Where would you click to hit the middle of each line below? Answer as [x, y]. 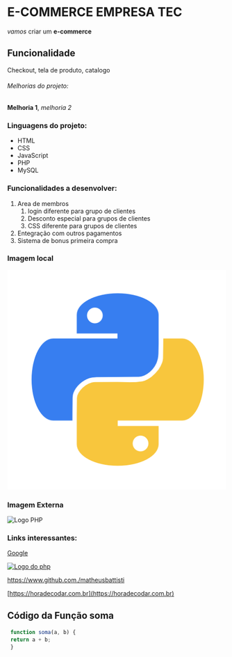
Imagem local [31, 258]
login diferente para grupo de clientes [82, 211]
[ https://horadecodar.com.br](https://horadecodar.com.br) [91, 594]
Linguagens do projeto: [47, 125]
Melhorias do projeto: [38, 86]
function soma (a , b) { [43, 633]
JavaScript [33, 156]
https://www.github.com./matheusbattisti [66, 580]
